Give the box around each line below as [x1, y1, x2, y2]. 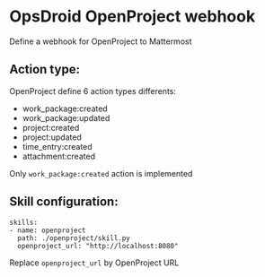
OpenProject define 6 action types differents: [9, 85, 177, 96]
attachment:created [22, 151, 96, 161]
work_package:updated [22, 112, 110, 123]
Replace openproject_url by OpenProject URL [9, 257, 180, 268]
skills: [9, 218, 39, 227]
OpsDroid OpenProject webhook [9, 6, 256, 27]
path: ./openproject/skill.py [17, 233, 130, 243]
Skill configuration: [9, 195, 119, 210]
